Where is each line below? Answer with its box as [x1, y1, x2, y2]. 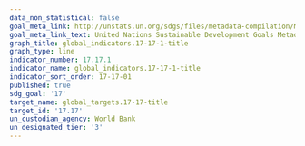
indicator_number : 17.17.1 [9, 55, 112, 64]
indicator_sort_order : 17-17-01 [9, 73, 132, 82]
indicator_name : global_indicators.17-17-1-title [9, 64, 202, 73]
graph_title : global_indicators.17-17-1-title [9, 38, 189, 48]
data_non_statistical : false [9, 13, 120, 23]
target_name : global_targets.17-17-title [9, 97, 169, 107]
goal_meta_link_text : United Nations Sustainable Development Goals [9, 30, 274, 39]
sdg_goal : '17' [9, 89, 67, 98]
